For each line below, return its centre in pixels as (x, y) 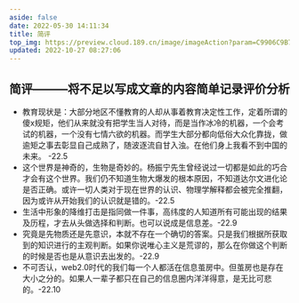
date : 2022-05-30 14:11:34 (59, 26)
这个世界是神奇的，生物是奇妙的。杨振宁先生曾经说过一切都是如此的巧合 (154, 167)
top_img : (25, 42)
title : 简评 (30, 34)
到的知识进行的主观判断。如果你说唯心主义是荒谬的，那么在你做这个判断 (154, 244)
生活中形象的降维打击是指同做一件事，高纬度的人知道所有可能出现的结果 (154, 211)
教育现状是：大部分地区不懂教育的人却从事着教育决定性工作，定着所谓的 (154, 111)
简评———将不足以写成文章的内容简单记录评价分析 (149, 88)
